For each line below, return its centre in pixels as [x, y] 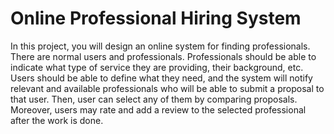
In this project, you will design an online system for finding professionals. [160, 46]
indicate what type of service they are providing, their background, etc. [157, 67]
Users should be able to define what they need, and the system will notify [161, 78]
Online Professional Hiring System [156, 18]
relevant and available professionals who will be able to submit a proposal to [167, 88]
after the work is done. [57, 120]
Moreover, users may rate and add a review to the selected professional [158, 109]
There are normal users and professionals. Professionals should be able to [163, 56]
